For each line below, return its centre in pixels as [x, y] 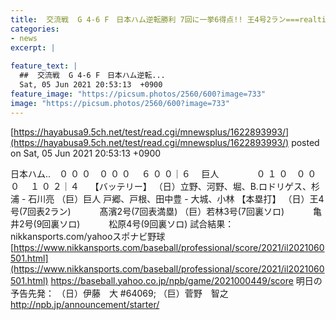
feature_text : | [44, 66]
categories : [35, 29]
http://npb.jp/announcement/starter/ [85, 304]
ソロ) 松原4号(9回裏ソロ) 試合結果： [147, 223]
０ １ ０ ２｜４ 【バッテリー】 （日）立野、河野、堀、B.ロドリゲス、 [161, 186]
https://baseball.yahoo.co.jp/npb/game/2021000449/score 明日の [186, 280]
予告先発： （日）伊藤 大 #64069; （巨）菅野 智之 [119, 293]
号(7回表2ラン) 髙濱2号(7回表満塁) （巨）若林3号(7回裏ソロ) [147, 211]
